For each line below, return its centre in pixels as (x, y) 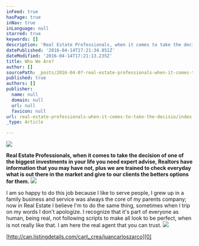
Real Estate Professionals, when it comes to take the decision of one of (95, 156)
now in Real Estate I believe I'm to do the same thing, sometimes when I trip (98, 206)
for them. (18, 181)
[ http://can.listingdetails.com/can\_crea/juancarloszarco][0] (79, 237)
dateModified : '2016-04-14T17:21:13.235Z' (59, 56)
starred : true (24, 34)
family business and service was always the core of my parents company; (96, 199)
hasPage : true (24, 17)
